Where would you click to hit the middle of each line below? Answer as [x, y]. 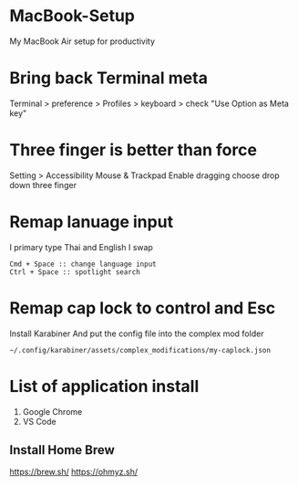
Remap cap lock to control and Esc [143, 308]
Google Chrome [52, 411]
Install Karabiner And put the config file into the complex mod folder [137, 333]
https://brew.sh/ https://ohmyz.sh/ [74, 472]
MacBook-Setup [72, 16]
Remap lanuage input [92, 222]
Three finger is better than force [134, 150]
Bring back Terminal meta [108, 78]
